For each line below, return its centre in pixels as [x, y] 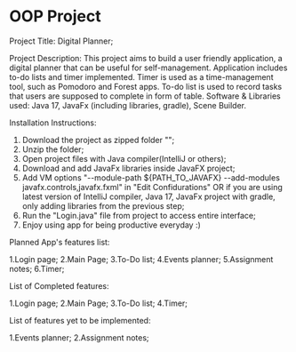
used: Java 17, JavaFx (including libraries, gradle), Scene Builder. [128, 105]
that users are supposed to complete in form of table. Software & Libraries [145, 96]
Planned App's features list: [60, 242]
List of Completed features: [59, 285]
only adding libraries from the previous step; [103, 205]
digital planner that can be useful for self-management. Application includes [148, 68]
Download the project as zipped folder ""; [98, 140]
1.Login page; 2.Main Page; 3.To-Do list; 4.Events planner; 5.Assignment [141, 259]
